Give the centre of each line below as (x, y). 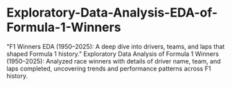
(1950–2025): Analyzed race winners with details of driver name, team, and (114, 61)
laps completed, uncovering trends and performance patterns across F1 (109, 68)
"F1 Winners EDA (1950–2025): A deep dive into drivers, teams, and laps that (116, 46)
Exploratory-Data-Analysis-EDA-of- (112, 13)
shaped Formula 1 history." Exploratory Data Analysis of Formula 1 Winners (113, 54)
